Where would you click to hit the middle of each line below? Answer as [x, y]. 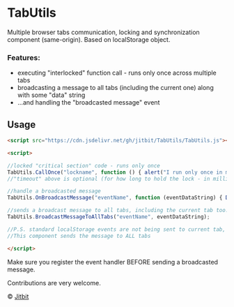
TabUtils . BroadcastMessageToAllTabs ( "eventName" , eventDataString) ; [109, 217]
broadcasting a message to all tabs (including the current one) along [115, 88]
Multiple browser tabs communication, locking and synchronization [103, 32]
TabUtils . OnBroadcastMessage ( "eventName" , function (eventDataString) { [115, 198]
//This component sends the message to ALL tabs [79, 236]
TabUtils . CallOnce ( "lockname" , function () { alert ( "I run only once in [115, 172]
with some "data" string [51, 95]
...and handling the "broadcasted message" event [88, 103]
